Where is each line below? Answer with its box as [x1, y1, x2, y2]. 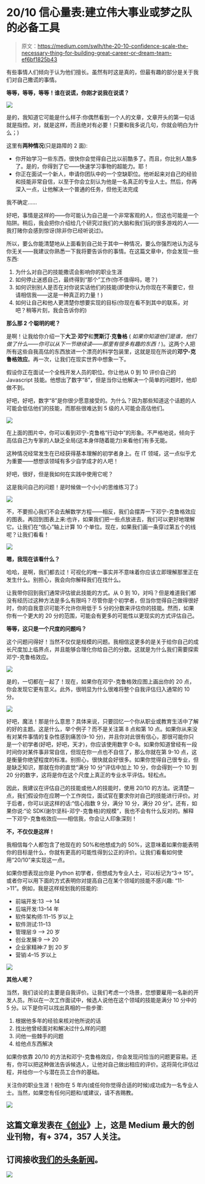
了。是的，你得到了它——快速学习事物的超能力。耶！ [15, 162, 149, 170]
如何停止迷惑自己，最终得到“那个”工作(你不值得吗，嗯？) [15, 276, 158, 283]
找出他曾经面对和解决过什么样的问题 [15, 1024, 107, 1032]
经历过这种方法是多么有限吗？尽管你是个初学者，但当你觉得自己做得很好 [16, 597, 199, 604]
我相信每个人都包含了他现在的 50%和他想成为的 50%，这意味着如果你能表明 [6, 840, 199, 848]
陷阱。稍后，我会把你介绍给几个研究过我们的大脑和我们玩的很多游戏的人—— [6, 219, 199, 227]
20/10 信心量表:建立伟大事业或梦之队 [6, 6, 192, 20]
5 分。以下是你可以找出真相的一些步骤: [6, 1004, 104, 1011]
